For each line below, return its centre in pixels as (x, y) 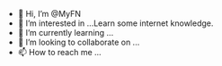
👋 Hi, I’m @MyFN (49, 14)
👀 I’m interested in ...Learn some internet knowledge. (115, 23)
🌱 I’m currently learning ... (66, 33)
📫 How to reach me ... (59, 52)
